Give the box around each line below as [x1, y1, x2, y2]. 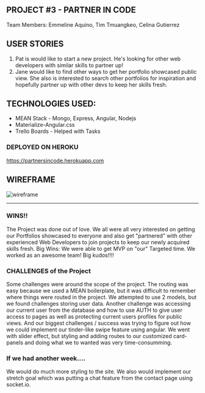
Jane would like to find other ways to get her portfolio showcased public [15, 68, 197, 75]
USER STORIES [6, 39, 64, 49]
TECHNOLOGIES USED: [6, 99, 96, 109]
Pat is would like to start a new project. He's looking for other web [15, 55, 181, 62]
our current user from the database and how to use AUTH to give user [6, 306, 183, 314]
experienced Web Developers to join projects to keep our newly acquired [6, 238, 190, 246]
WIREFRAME [6, 175, 56, 185]
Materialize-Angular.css [15, 121, 75, 129]
